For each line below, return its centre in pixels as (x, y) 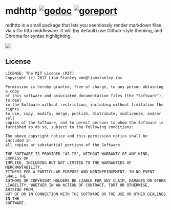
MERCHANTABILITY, (24, 167)
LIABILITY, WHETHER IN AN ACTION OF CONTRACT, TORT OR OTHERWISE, (78, 185)
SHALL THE (16, 176)
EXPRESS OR (17, 158)
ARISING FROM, (20, 190)
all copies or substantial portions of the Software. (64, 145)
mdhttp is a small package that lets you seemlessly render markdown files (83, 25)
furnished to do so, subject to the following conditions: (70, 127)
